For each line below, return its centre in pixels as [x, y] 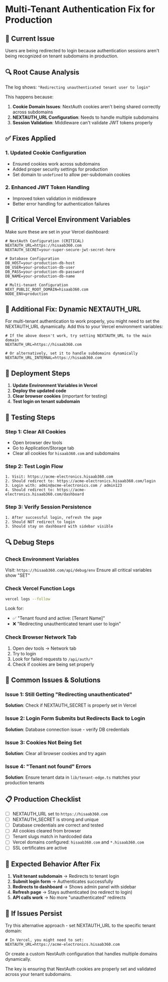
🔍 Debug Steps [30, 542]
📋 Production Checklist [43, 799]
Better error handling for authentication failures [61, 204]
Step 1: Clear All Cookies [36, 431]
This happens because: [29, 97]
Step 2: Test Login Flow [34, 466]
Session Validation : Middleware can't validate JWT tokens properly [82, 122]
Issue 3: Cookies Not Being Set [43, 742]
